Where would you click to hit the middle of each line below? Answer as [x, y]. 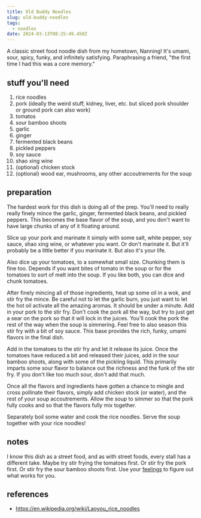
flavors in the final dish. [36, 337]
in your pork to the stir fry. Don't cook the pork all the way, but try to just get [101, 312]
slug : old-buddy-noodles [38, 17]
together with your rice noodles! [46, 423]
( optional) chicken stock [45, 167]
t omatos [25, 116]
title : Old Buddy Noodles [39, 12]
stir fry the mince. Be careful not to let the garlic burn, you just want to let [97, 299]
